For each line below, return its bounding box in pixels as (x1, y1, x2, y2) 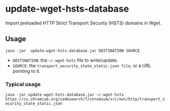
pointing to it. (12, 68, 41, 74)
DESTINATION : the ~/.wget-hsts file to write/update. (12, 57, 118, 63)
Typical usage (5, 80, 41, 88)
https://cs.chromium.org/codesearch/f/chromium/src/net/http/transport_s (5, 97, 165, 102)
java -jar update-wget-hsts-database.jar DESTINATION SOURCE (5, 48, 140, 53)
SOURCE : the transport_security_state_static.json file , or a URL (12, 62, 151, 69)
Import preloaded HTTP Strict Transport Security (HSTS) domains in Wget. (5, 20, 162, 26)
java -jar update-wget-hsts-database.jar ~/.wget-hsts (5, 92, 124, 97)
